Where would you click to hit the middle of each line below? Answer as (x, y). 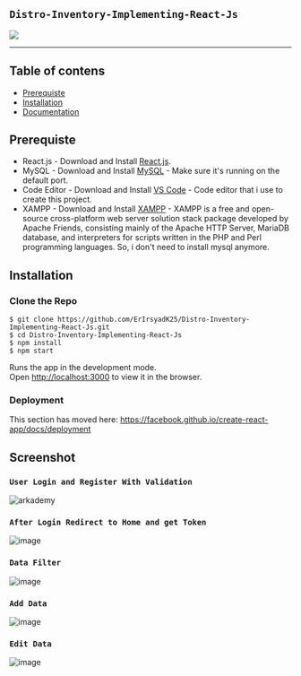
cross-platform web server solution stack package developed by (169, 219)
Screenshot (43, 457)
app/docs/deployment (50, 429)
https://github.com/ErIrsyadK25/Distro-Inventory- (154, 320)
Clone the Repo (43, 300)
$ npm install (36, 343)
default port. (45, 180)
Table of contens (57, 71)
